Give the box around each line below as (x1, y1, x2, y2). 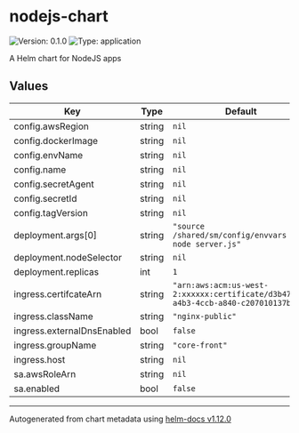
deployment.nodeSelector (13, 251, 123, 263)
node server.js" (172, 238, 242, 249)
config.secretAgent (13, 178, 95, 190)
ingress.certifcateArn (13, 287, 102, 300)
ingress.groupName (13, 339, 97, 351)
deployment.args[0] (13, 229, 98, 241)
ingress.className (13, 309, 93, 322)
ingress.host (13, 353, 66, 365)
